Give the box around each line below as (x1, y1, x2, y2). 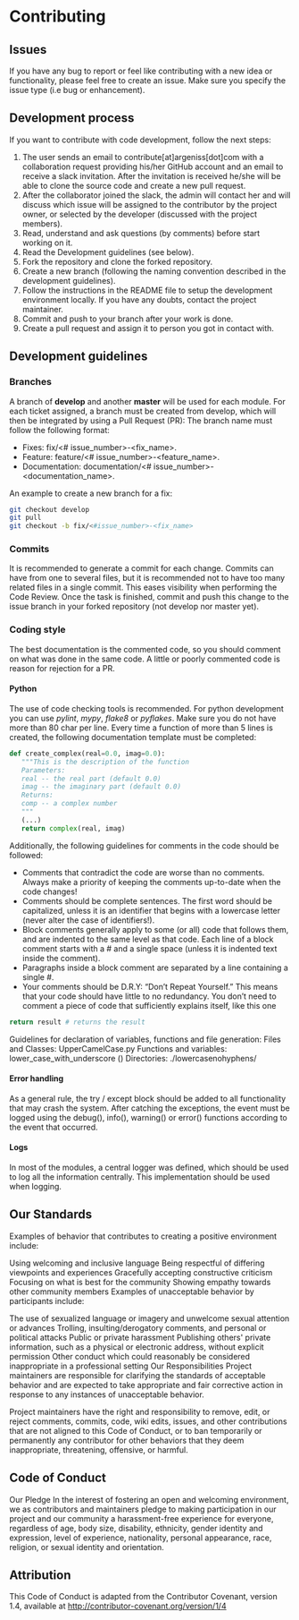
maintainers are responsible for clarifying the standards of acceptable (9, 1369, 266, 1380)
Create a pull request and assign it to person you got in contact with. (21, 322, 275, 333)
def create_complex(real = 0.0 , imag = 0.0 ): (9, 749, 166, 758)
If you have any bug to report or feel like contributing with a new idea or (9, 65, 273, 76)
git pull (9, 513, 42, 523)
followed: (9, 849, 44, 860)
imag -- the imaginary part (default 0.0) (21, 782, 181, 791)
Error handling (9, 1073, 64, 1084)
